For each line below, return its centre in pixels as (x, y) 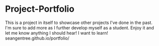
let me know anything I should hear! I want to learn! (57, 33)
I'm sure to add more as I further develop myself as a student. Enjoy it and (79, 27)
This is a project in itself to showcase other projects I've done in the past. (79, 23)
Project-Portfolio (40, 9)
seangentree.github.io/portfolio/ (37, 38)
